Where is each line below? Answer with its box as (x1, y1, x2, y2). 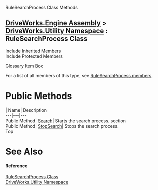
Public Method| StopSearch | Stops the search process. (5, 123, 119, 129)
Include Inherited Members (5, 48, 61, 54)
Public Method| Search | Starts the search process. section (5, 118, 126, 124)
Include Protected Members (5, 53, 63, 59)
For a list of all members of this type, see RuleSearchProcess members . (5, 72, 153, 78)
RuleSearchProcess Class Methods (5, 5, 78, 10)
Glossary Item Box (5, 63, 43, 69)
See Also (5, 146, 43, 157)
